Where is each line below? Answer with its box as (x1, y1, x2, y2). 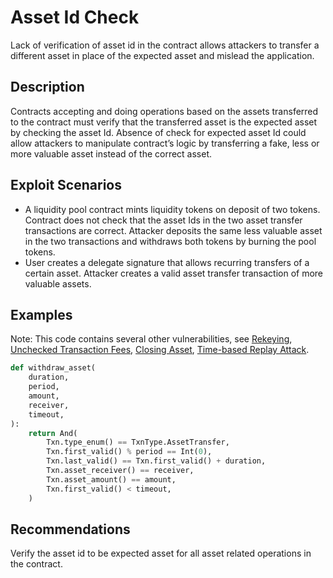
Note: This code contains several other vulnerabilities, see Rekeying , (10, 333, 293, 345)
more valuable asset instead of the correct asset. (10, 147, 213, 160)
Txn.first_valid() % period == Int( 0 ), (46, 447, 213, 457)
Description (10, 79, 85, 96)
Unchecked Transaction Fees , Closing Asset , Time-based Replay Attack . (10, 344, 310, 356)
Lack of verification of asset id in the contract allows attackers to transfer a (10, 39, 320, 51)
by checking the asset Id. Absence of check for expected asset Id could (10, 126, 307, 138)
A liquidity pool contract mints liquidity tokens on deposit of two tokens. (24, 203, 321, 215)
